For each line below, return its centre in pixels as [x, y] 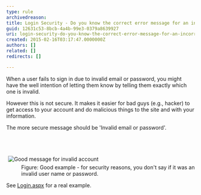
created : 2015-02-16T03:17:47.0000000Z [56, 40]
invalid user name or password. [60, 173]
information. [21, 116]
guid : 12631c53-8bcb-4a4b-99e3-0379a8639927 [63, 28]
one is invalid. [23, 91]
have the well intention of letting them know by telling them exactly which [97, 85]
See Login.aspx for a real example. [49, 185]
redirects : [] [24, 56]
